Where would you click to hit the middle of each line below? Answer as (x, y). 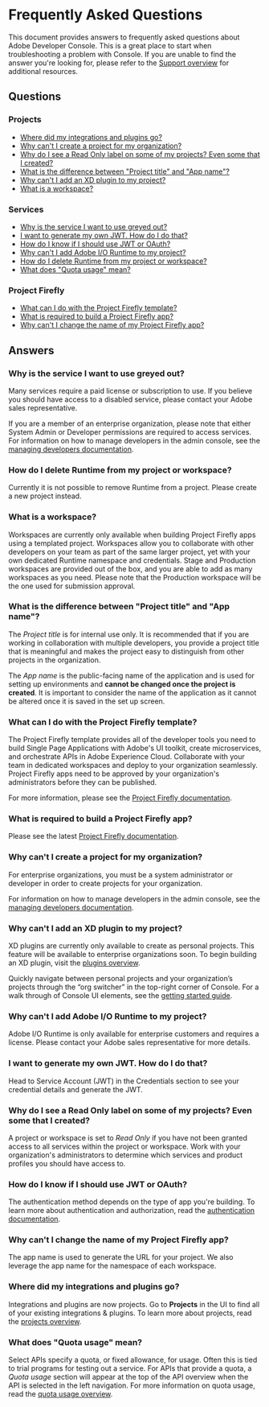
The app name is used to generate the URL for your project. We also (121, 1257)
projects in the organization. (55, 660)
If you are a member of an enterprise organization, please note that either (130, 423)
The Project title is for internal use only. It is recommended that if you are (129, 634)
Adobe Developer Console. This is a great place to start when (110, 45)
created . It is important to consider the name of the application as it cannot (132, 692)
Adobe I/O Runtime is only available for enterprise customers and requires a (134, 1034)
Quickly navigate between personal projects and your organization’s (120, 978)
